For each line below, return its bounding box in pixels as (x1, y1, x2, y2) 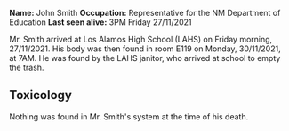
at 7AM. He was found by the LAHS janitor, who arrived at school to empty (9, 53, 281, 63)
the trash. (9, 62, 44, 73)
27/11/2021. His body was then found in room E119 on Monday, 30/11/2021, (9, 43, 282, 54)
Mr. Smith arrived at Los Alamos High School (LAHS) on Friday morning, (9, 35, 273, 44)
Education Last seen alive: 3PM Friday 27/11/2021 (9, 17, 192, 27)
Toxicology (9, 88, 73, 103)
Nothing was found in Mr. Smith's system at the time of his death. (9, 111, 249, 122)
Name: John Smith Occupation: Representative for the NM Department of (9, 8, 281, 18)
